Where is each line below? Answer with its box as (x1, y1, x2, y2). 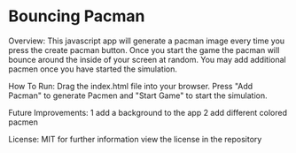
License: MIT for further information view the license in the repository (8, 134, 262, 144)
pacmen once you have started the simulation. (8, 64, 178, 74)
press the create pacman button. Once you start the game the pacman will (8, 44, 280, 55)
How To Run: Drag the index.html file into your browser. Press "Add (8, 80, 253, 91)
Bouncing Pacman (8, 6, 145, 27)
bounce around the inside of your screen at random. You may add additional (8, 54, 286, 65)
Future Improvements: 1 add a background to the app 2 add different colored (8, 107, 288, 118)
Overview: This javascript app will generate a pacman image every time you (8, 35, 285, 46)
